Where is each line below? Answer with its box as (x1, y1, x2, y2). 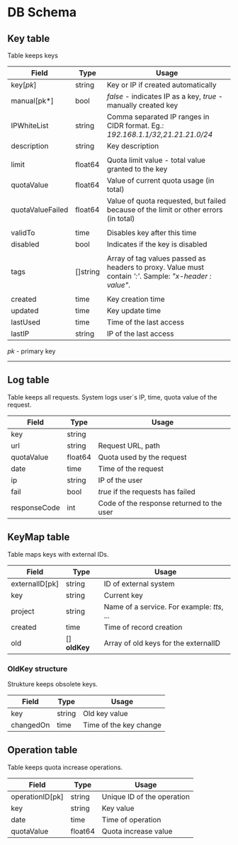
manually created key (106, 101, 178, 110)
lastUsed (11, 317, 41, 327)
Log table (7, 374, 50, 386)
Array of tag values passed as (106, 254, 207, 263)
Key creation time (106, 295, 165, 304)
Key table (7, 33, 50, 45)
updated (11, 306, 39, 315)
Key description (106, 141, 159, 151)
